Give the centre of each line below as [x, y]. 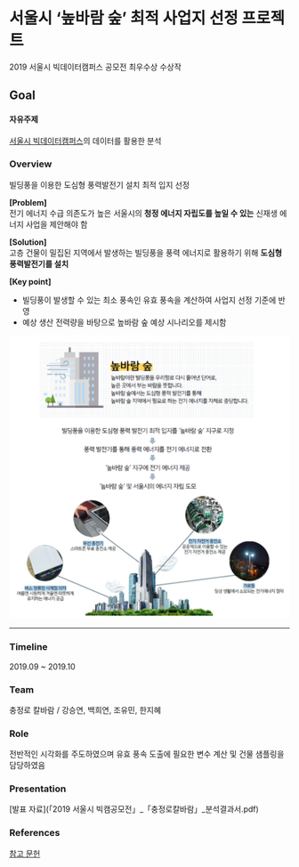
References [35, 833]
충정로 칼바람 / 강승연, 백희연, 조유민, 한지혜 [85, 709]
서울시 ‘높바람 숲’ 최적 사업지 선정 [124, 18]
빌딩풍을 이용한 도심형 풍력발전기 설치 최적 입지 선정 [99, 184]
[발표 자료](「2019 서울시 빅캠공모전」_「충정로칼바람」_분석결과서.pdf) [134, 809]
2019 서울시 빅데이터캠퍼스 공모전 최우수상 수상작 [96, 67]
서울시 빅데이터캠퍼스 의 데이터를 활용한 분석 [85, 141]
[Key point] [30, 281]
